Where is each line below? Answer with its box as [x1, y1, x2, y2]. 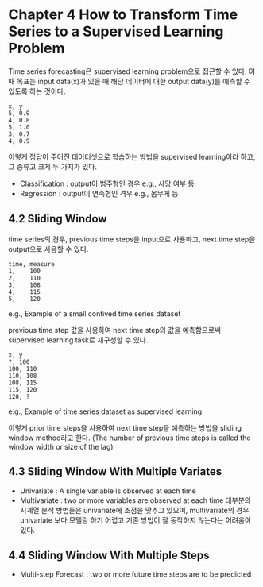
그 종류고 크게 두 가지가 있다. [8, 161, 98, 172]
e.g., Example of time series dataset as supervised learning [8, 407, 203, 416]
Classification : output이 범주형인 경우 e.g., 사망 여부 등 [19, 179, 195, 188]
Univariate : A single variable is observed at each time [19, 486, 196, 496]
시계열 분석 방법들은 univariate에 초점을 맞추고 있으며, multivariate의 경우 [19, 505, 249, 515]
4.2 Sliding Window [8, 212, 107, 226]
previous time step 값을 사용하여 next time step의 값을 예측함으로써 [8, 325, 221, 334]
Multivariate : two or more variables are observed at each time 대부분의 [19, 495, 252, 505]
